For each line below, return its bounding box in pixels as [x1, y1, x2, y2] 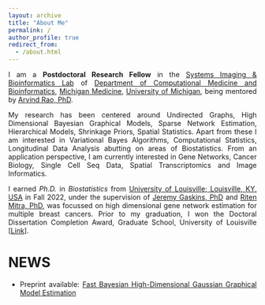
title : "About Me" [8, 19, 69, 27]
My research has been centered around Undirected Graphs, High [8, 110, 257, 119]
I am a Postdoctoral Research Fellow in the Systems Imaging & [8, 70, 258, 79]
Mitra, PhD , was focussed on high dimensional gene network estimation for [8, 201, 257, 210]
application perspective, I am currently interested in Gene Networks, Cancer [8, 152, 257, 162]
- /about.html [15, 48, 62, 56]
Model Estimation [19, 288, 77, 297]
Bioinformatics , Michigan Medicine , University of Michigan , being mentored [8, 87, 257, 95]
